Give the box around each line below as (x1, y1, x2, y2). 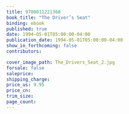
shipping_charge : (6, 76, 50, 82)
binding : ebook (6, 20, 45, 26)
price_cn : (6, 87, 31, 94)
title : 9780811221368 (6, 8, 61, 15)
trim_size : (6, 93, 34, 99)
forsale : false (6, 65, 45, 71)
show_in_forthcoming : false (6, 43, 78, 49)
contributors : (6, 49, 42, 55)
